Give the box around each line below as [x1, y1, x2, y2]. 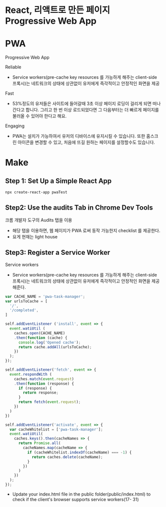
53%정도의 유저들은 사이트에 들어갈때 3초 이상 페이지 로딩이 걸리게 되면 [12, 101, 152, 107]
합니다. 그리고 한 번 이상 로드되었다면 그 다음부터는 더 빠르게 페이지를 [25, 107, 160, 113]
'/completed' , [9, 308, 39, 313]
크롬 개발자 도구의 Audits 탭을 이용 [5, 217, 72, 223]
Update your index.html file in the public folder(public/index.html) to [12, 491, 151, 497]
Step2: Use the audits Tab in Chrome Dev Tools [5, 203, 153, 212]
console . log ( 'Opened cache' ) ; [18, 340, 81, 345]
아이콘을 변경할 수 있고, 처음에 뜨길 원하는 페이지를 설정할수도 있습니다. [17, 139, 155, 145]
